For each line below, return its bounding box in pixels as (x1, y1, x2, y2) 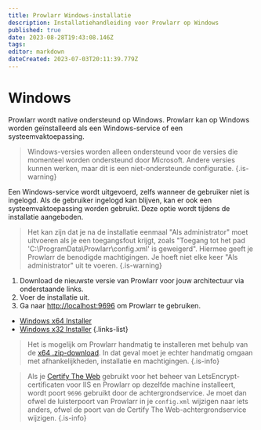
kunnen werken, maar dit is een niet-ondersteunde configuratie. (27, 163, 234, 173)
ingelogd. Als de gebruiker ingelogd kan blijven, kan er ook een (8, 195, 212, 205)
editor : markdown (8, 48, 65, 56)
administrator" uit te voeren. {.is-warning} (27, 261, 163, 270)
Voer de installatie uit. (19, 292, 90, 302)
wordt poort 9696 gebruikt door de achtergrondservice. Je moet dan (27, 388, 247, 397)
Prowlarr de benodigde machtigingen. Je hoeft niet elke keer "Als (27, 252, 238, 261)
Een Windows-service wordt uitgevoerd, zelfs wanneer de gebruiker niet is (8, 187, 250, 196)
